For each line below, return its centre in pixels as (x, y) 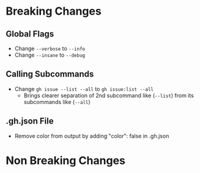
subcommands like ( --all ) (57, 101)
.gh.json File (30, 121)
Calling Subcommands (50, 74)
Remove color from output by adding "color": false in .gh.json (92, 136)
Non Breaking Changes (66, 160)
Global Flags (30, 34)
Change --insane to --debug (50, 55)
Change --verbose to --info (50, 48)
